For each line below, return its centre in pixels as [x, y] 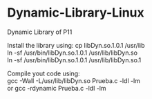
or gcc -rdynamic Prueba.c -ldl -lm [57, 88]
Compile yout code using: [44, 73]
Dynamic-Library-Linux [76, 13]
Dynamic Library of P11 [40, 32]
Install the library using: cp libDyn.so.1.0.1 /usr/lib [76, 45]
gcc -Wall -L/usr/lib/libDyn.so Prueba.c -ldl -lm [74, 80]
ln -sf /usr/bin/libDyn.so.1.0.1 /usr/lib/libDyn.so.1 [74, 60]
